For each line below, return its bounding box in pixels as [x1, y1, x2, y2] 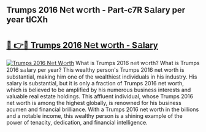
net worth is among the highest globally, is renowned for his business [6, 99, 182, 106]
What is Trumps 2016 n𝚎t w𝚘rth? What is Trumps [75, 60, 200, 66]
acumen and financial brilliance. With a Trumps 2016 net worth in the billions [6, 106, 199, 113]
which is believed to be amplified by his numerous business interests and [6, 86, 191, 93]
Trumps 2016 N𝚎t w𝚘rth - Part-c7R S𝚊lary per [6, 5, 186, 15]
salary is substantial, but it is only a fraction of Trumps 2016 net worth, [6, 80, 184, 87]
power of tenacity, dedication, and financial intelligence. [6, 119, 148, 126]
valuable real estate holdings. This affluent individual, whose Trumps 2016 [6, 93, 194, 100]
